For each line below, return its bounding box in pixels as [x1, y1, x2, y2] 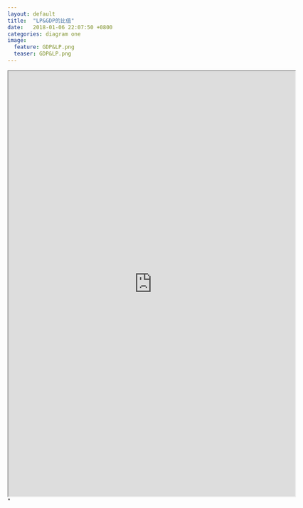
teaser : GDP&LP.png [14, 51, 72, 58]
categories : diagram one [7, 30, 81, 38]
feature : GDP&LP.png [14, 43, 75, 51]
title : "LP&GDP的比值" [7, 17, 75, 24]
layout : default [7, 10, 55, 18]
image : [7, 37, 27, 44]
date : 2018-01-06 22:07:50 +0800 [7, 24, 113, 31]
